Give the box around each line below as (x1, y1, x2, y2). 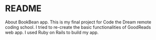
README (5, 3, 42, 14)
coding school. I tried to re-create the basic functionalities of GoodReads (5, 24, 151, 30)
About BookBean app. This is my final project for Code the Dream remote (5, 19, 152, 25)
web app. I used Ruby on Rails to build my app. (5, 29, 99, 35)
